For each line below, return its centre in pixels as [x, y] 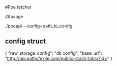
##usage [14, 16]
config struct [25, 41]
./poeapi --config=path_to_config [39, 26]
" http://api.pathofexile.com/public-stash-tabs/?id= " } [59, 58]
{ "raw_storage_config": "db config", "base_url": [54, 53]
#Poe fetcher [18, 7]
